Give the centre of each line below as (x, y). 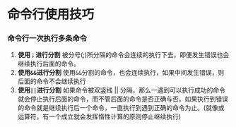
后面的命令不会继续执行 (52, 81)
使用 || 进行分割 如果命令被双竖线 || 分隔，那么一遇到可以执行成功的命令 (122, 90)
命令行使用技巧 (51, 14)
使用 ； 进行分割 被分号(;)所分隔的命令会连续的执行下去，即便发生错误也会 (123, 55)
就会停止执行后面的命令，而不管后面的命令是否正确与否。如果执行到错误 (123, 99)
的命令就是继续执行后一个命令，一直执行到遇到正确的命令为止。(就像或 (121, 108)
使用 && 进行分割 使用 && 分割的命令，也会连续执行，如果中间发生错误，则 (121, 73)
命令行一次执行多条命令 (47, 38)
